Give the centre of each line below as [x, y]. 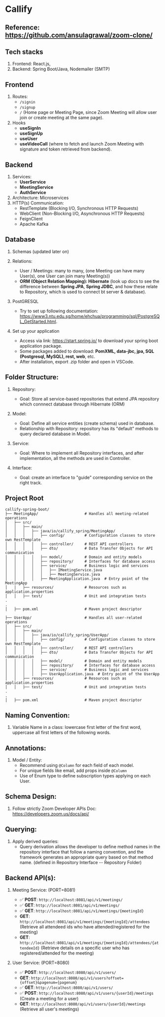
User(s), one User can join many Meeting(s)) [65, 276]
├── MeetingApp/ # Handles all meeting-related [77, 514]
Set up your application [36, 331]
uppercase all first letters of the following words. [61, 733]
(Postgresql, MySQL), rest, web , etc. [57, 356]
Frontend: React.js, [31, 64]
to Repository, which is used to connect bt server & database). [83, 292]
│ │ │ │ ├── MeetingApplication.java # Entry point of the [77, 579]
